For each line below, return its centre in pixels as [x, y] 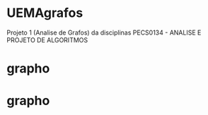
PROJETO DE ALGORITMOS [47, 40]
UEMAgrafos [45, 13]
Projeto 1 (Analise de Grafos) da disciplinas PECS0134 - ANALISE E [104, 32]
